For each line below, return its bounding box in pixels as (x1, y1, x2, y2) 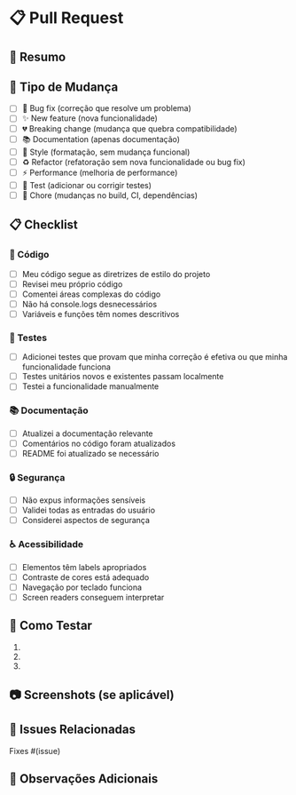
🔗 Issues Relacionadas (9, 722, 136, 737)
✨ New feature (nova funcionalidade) (21, 113, 158, 123)
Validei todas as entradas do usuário (21, 505, 156, 516)
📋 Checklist (9, 218, 78, 233)
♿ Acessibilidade (9, 538, 84, 551)
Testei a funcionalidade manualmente (21, 381, 160, 392)
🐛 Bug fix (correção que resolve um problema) (21, 103, 192, 114)
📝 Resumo (9, 49, 66, 64)
